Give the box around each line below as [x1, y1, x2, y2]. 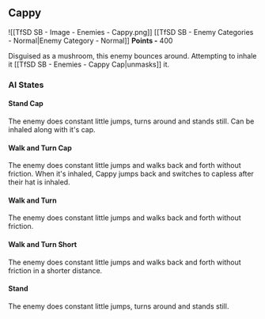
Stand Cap [8, 99, 44, 108]
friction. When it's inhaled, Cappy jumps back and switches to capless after [8, 169, 255, 179]
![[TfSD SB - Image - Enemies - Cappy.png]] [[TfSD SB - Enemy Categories [8, 27, 254, 36]
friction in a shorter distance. [8, 265, 103, 275]
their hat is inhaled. [8, 177, 70, 187]
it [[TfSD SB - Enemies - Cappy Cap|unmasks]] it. [8, 59, 170, 69]
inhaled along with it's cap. [8, 124, 97, 134]
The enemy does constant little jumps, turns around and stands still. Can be [8, 116, 255, 126]
